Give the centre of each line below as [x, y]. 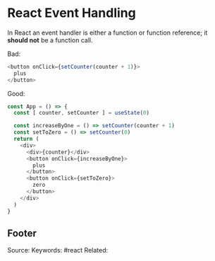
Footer [22, 233]
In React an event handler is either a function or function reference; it [107, 33]
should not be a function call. [50, 40]
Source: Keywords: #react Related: [58, 250]
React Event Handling [72, 13]
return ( [26, 139]
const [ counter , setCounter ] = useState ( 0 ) [82, 113]
